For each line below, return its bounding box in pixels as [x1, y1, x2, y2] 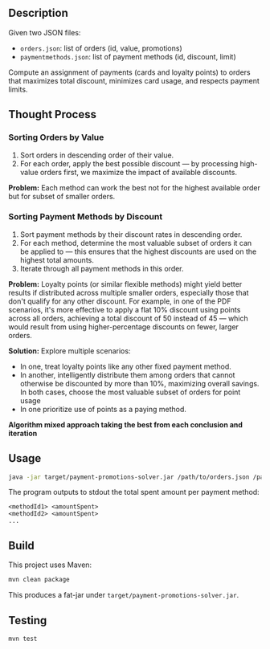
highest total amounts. [19, 255, 95, 264]
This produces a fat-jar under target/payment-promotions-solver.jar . [8, 590, 239, 600]
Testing [8, 614, 47, 627]
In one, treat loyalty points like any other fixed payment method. [19, 361, 231, 371]
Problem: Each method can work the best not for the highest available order [8, 182, 261, 192]
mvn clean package [8, 576, 70, 584]
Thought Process [8, 108, 96, 121]
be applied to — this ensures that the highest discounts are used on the [19, 247, 257, 256]
